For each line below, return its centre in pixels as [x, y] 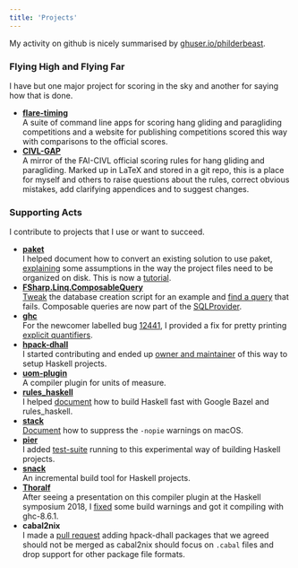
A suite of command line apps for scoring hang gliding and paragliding [152, 122]
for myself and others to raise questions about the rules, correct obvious [156, 179]
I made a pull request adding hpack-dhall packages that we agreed [145, 536]
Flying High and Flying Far [67, 66]
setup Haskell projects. [64, 363]
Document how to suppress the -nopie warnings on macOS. [133, 431]
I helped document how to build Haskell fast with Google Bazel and [146, 402]
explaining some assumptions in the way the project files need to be [148, 268]
